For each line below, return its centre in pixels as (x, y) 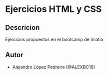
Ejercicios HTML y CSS (53, 9)
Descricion (22, 28)
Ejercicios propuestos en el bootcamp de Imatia (54, 39)
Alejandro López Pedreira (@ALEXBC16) (54, 67)
